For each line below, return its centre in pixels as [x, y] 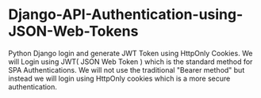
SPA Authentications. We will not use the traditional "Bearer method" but [127, 70]
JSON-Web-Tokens [73, 31]
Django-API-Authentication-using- [126, 15]
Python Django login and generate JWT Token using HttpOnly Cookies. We [130, 53]
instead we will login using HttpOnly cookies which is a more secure [119, 78]
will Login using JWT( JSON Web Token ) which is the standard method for [130, 62]
